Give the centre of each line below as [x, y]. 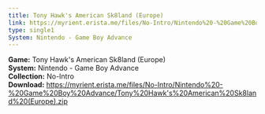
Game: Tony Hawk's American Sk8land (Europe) [87, 60]
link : [17, 23]
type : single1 [32, 30]
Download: [26, 85]
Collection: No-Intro [41, 76]
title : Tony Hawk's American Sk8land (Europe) [86, 15]
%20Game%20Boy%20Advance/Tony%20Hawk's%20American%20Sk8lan [132, 93]
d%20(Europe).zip [38, 101]
